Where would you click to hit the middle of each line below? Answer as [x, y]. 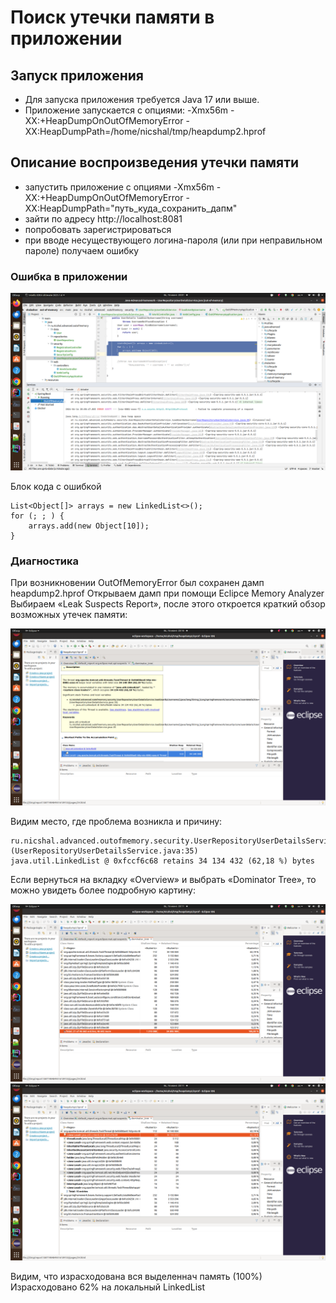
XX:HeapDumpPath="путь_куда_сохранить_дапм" [131, 208]
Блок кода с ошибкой [56, 486]
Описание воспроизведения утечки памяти [155, 162]
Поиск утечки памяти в [112, 17]
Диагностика [44, 561]
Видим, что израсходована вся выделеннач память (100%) [136, 1277]
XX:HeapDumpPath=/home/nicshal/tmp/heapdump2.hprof [145, 131]
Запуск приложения [77, 75]
